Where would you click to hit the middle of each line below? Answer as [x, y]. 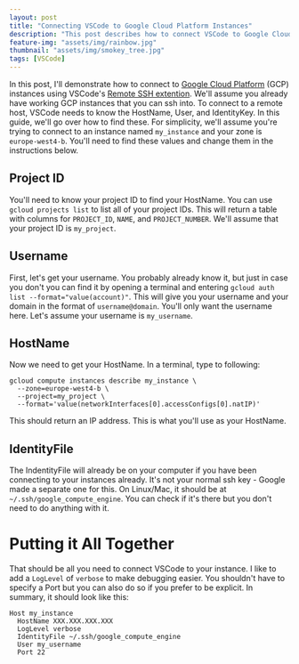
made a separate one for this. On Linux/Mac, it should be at [118, 490]
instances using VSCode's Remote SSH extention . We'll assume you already [149, 93]
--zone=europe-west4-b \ [63, 389]
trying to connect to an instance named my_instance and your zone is [136, 131]
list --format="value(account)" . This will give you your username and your [149, 296]
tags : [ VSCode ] [37, 59]
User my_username [49, 645]
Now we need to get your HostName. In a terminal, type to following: [135, 365]
